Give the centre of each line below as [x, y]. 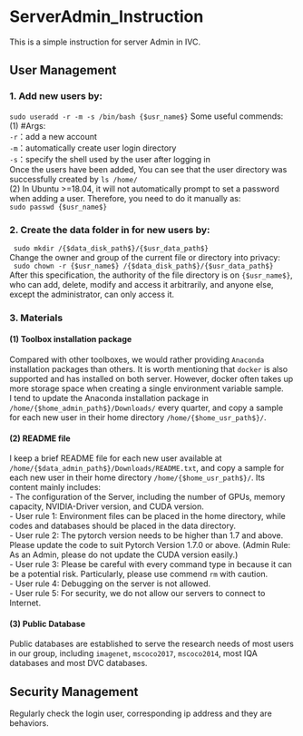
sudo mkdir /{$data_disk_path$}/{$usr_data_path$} [111, 248]
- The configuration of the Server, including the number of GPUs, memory [147, 497]
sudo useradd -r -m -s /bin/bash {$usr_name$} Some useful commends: [147, 116]
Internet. [25, 603]
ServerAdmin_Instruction [107, 17]
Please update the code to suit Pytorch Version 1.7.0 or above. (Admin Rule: [150, 545]
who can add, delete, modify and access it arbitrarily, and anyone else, [142, 284]
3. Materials [36, 318]
